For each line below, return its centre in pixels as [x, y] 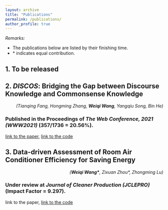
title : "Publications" [29, 15]
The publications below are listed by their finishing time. [70, 48]
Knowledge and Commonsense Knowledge [74, 94]
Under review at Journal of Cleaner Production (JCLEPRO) [78, 185]
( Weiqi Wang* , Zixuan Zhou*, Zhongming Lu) [116, 172]
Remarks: [15, 38]
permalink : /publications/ [33, 19]
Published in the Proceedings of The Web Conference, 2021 [79, 119]
